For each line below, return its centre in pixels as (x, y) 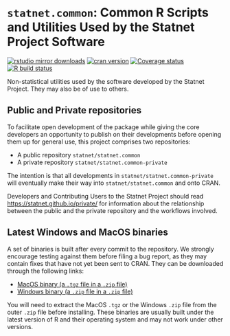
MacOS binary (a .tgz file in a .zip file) (72, 284)
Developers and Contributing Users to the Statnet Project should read (105, 196)
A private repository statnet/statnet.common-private (92, 162)
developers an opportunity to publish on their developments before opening (114, 134)
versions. (20, 326)
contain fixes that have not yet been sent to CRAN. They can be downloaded (115, 263)
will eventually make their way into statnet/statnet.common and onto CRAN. (114, 183)
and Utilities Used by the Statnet (101, 27)
